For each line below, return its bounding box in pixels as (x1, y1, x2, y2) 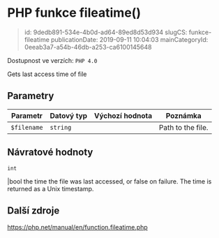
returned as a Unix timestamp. (7, 184, 94, 193)
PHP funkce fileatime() (7, 5, 142, 21)
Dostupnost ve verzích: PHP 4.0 (7, 56, 98, 64)
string (50, 124, 72, 131)
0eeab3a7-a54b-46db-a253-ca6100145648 (24, 43, 152, 51)
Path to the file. (159, 122, 209, 132)
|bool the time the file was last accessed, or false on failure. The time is (7, 177, 212, 186)
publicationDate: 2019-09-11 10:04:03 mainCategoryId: (51, 35, 209, 43)
